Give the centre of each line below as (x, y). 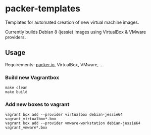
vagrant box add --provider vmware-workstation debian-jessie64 (73, 123)
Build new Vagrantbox (32, 77)
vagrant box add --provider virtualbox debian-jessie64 (64, 115)
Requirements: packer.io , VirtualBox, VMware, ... (54, 64)
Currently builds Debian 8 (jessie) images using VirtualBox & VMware (75, 32)
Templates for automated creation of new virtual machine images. (72, 22)
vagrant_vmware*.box (26, 128)
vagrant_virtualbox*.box (31, 119)
